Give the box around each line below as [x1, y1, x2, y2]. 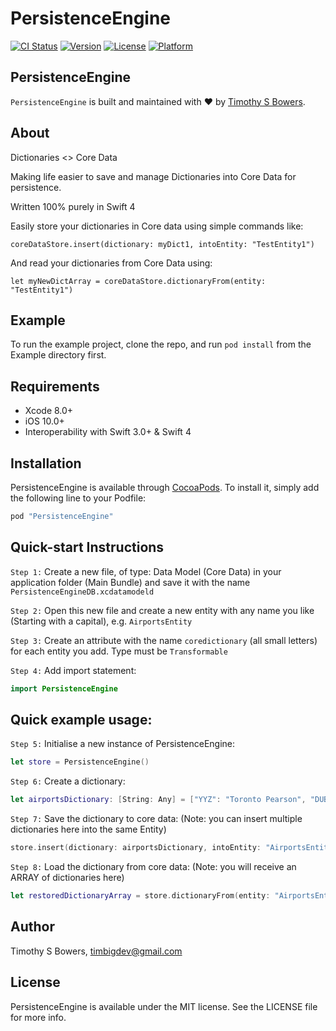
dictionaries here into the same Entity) [10, 823, 167, 836]
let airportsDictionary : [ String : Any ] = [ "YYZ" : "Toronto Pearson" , [10, 795, 307, 805]
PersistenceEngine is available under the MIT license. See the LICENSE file [10, 1000, 318, 1012]
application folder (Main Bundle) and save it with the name [10, 576, 251, 588]
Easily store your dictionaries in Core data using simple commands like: [10, 220, 304, 232]
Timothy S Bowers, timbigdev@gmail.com [10, 945, 183, 957]
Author [10, 918, 55, 936]
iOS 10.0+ [24, 415, 65, 427]
